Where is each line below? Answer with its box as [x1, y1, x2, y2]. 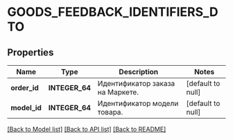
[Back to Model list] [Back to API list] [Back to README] [7, 125, 166, 133]
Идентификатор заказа [97, 79, 175, 88]
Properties [7, 46, 54, 58]
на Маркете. [97, 87, 139, 97]
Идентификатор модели [97, 98, 179, 108]
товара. [97, 107, 123, 116]
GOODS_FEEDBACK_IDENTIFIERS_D [7, 4, 218, 20]
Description [119, 67, 159, 76]
